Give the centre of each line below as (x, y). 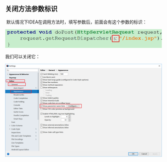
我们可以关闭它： (23, 57)
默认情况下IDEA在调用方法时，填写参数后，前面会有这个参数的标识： (77, 22)
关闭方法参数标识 (31, 9)
